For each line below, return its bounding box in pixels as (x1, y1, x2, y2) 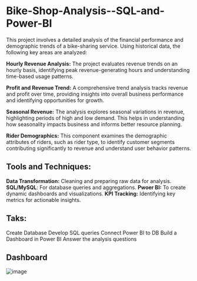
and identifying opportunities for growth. (6, 96, 105, 104)
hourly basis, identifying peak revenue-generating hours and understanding (6, 66, 190, 73)
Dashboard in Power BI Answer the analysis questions (6, 235, 137, 243)
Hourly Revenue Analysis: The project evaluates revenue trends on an (6, 60, 178, 67)
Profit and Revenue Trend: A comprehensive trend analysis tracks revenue (6, 84, 188, 91)
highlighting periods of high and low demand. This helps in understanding (6, 114, 185, 122)
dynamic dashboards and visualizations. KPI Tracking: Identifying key (6, 190, 176, 197)
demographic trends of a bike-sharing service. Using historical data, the (6, 43, 181, 50)
